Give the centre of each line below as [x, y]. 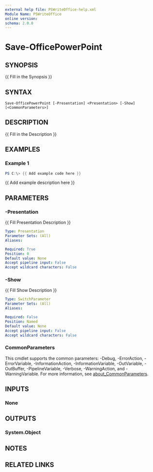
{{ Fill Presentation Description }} [38, 222]
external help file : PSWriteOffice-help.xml [51, 9]
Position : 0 [17, 254]
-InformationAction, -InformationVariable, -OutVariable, [89, 363]
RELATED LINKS [30, 465]
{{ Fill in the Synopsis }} [29, 77]
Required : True [20, 249]
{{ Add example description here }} [40, 182]
